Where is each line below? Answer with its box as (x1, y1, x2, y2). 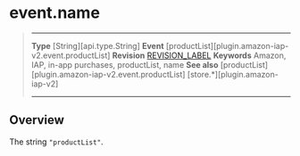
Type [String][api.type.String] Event (30, 40, 164, 51)
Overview (9, 112, 65, 127)
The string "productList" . (9, 136, 104, 147)
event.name (9, 3, 101, 23)
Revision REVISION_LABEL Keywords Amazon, (112, 50, 287, 61)
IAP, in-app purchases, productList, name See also (30, 59, 219, 70)
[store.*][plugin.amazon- (187, 69, 279, 79)
